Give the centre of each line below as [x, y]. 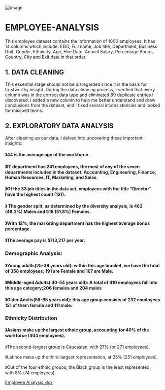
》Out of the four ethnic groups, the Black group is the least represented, [78, 367]
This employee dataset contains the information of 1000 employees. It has [80, 41]
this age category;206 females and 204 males [53, 288]
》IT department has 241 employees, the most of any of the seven [72, 166]
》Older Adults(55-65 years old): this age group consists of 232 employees [82, 300]
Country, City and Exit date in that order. [46, 57]
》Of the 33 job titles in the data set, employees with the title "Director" [78, 189]
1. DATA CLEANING [34, 72]
